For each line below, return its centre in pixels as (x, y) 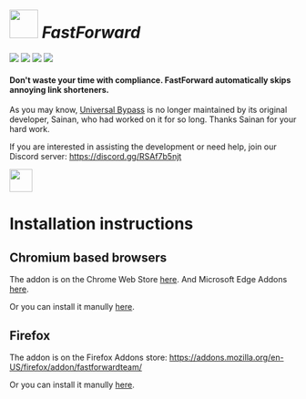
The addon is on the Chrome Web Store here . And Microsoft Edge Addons (148, 280)
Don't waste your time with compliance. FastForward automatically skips (150, 80)
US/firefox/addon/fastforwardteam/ (76, 367)
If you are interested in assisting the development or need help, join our (143, 147)
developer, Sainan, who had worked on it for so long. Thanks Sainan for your (153, 119)
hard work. (30, 129)
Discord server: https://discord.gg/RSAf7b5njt (96, 157)
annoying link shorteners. (59, 89)
